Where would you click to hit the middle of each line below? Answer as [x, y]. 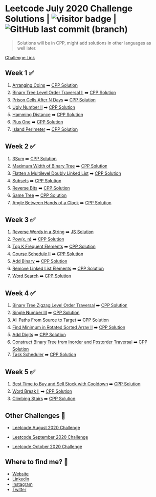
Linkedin [21, 479]
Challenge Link [20, 57]
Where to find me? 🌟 [37, 462]
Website [21, 473]
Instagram [22, 484]
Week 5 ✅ [20, 372]
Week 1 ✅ [20, 73]
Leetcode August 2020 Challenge [46, 427]
